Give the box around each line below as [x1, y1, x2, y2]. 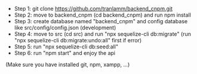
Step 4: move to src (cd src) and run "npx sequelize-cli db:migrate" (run [14, 30, 192, 38]
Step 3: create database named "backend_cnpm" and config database [14, 18, 188, 24]
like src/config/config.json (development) [14, 24, 116, 31]
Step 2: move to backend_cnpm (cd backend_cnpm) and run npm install [14, 11, 192, 18]
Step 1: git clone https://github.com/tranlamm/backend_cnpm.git [14, 5, 173, 12]
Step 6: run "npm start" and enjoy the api [14, 50, 116, 56]
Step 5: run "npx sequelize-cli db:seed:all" [14, 43, 119, 50]
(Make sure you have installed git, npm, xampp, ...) [5, 61, 130, 68]
